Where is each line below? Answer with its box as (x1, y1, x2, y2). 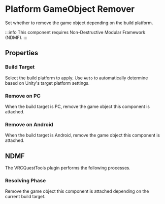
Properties (5, 49, 38, 57)
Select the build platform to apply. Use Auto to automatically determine (5, 75, 148, 81)
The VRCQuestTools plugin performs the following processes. (5, 165, 131, 171)
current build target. (5, 194, 46, 200)
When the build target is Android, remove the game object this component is (5, 132, 160, 138)
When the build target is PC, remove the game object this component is (5, 103, 150, 109)
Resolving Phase (5, 177, 46, 184)
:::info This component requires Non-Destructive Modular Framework (5, 29, 146, 35)
